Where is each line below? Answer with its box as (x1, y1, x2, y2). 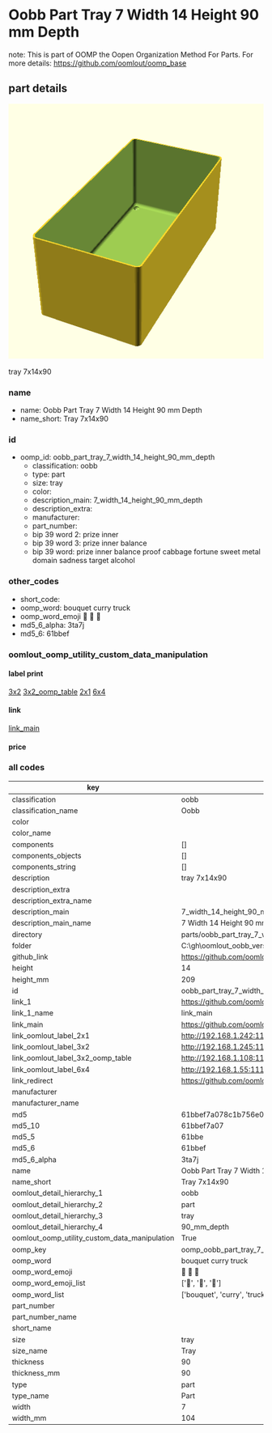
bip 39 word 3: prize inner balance (32, 538, 147, 548)
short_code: (19, 594, 61, 604)
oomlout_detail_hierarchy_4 (11, 1222, 104, 1232)
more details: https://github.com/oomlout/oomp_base (8, 58, 187, 68)
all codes (8, 762, 45, 774)
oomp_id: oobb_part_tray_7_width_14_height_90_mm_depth (19, 452, 215, 462)
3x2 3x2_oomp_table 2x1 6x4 (8, 686, 106, 697)
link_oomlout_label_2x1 (11, 1030, 91, 1041)
